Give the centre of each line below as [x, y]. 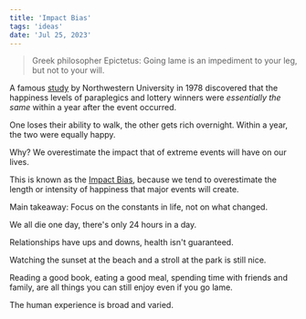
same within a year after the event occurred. [93, 108]
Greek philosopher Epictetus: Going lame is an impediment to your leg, [164, 61]
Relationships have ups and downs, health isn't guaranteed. [122, 242]
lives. [19, 162]
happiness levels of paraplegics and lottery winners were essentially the [145, 98]
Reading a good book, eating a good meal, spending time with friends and [148, 278]
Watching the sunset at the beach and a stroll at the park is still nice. [138, 260]
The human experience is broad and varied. [91, 305]
